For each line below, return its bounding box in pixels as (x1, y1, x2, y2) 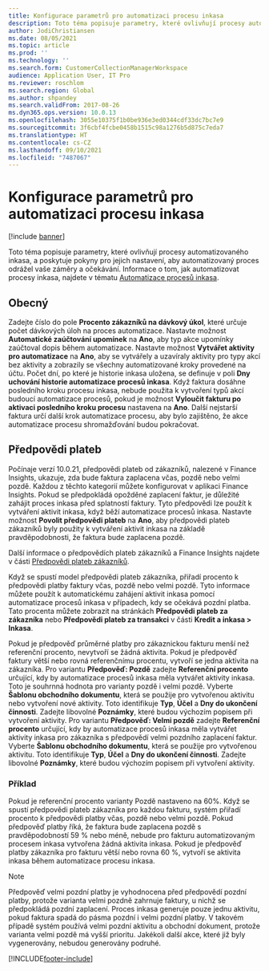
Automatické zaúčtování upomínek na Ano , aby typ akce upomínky (8, 335, 234, 343)
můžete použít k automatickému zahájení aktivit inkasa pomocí (8, 589, 215, 599)
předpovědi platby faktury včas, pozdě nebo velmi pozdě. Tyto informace (8, 580, 251, 590)
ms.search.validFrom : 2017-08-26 (8, 101, 120, 109)
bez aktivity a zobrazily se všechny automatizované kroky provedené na (8, 360, 247, 369)
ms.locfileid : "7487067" (8, 153, 91, 161)
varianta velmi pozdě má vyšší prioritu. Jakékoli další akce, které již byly (8, 930, 246, 940)
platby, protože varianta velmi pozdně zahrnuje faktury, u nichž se (8, 896, 227, 905)
